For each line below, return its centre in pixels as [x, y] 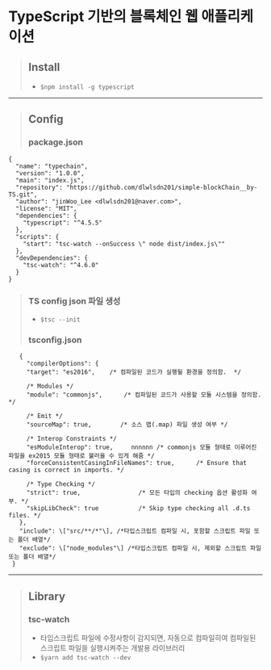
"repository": [39, 187]
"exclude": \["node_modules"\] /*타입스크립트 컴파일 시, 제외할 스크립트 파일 [140, 549]
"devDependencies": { [52, 258]
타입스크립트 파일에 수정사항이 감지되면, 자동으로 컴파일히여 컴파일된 [148, 638]
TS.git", [23, 195]
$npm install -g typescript [87, 87]
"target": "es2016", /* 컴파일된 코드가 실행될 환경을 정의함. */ [134, 372]
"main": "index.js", [50, 180]
